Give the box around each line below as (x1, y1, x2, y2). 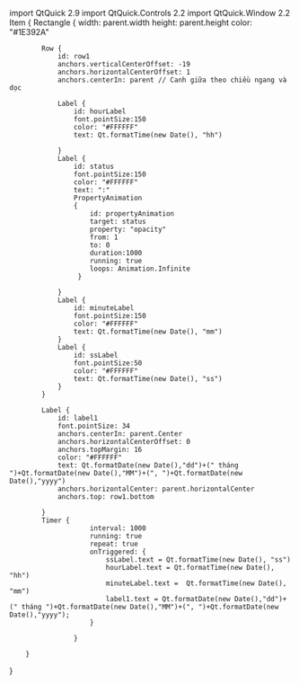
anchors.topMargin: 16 (57, 445, 143, 454)
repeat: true (89, 539, 139, 548)
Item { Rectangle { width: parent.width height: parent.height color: (9, 17, 253, 28)
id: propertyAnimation (89, 209, 175, 218)
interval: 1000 (89, 524, 146, 533)
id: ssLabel (73, 351, 119, 360)
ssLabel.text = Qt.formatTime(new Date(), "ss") (105, 555, 292, 564)
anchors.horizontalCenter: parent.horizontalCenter (57, 484, 255, 493)
